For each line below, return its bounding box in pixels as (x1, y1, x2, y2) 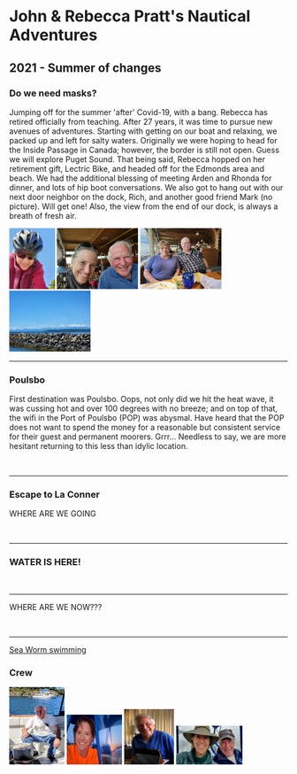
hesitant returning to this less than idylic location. (9, 441, 188, 452)
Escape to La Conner (9, 489, 100, 501)
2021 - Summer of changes (9, 60, 162, 75)
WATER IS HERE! (9, 556, 81, 569)
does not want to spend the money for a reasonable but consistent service (9, 422, 281, 433)
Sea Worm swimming (9, 644, 87, 654)
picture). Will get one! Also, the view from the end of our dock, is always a (9, 201, 278, 212)
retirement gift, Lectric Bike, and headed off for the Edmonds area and (9, 163, 265, 174)
